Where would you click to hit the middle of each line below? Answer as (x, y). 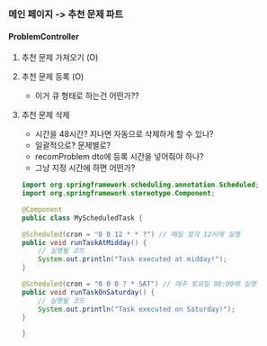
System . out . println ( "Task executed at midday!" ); (133, 259)
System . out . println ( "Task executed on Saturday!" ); (137, 309)
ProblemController (44, 36)
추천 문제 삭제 (45, 115)
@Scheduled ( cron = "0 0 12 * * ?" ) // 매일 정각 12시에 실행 (131, 234)
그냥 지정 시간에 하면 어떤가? (85, 168)
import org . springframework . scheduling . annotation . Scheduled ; (140, 185)
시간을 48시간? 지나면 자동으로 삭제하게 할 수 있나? (124, 134)
